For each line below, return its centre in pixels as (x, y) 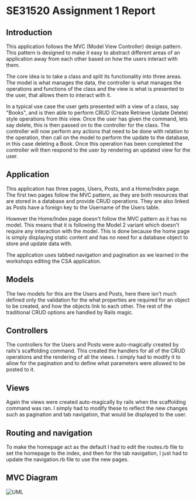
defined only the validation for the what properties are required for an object (98, 300)
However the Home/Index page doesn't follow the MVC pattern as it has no (97, 218)
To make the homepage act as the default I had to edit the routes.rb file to (95, 447)
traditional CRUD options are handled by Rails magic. (70, 312)
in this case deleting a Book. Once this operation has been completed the (94, 144)
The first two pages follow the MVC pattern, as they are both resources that (97, 195)
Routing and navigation (49, 433)
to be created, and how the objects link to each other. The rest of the (89, 306)
